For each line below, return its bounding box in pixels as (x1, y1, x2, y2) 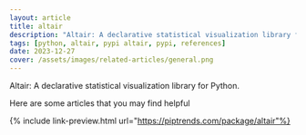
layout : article (9, 13, 71, 23)
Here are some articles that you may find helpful (9, 98, 190, 109)
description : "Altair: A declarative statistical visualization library (9, 30, 291, 39)
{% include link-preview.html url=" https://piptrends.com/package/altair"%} (9, 115, 291, 126)
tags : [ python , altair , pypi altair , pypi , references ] (9, 38, 226, 48)
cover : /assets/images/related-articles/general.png (9, 55, 214, 64)
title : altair (9, 22, 64, 31)
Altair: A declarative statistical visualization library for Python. (9, 81, 240, 91)
